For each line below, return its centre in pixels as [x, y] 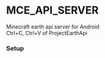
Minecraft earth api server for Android [53, 27]
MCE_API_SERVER [52, 10]
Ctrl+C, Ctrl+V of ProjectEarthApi [47, 33]
